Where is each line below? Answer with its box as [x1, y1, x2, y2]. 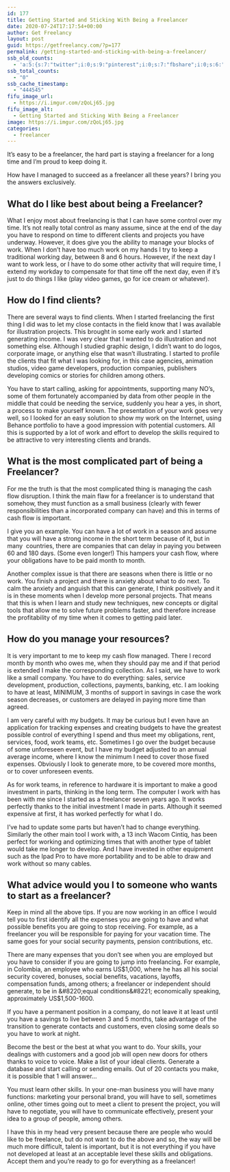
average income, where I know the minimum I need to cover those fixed [7, 752, 209, 760]
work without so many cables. [7, 859, 92, 868]
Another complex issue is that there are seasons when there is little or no [7, 570, 213, 578]
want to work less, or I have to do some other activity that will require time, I [7, 260, 221, 269]
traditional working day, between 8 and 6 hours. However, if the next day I [7, 253, 216, 261]
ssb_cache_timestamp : [7, 80, 69, 87]
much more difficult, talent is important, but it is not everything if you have [7, 1142, 216, 1151]
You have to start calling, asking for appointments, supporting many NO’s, [7, 384, 215, 392]
